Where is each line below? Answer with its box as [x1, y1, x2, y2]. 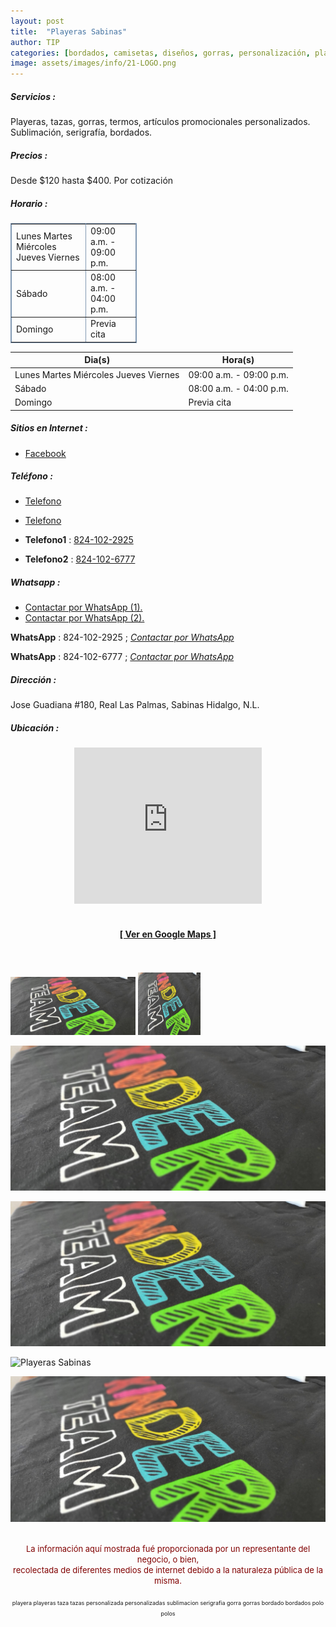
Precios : [10, 149, 48, 161]
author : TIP [10, 37, 60, 47]
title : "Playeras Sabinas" [10, 26, 128, 37]
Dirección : [10, 674, 57, 686]
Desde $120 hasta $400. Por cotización [10, 175, 174, 187]
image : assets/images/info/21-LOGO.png [10, 58, 177, 69]
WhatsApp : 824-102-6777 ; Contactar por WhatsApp [10, 651, 235, 663]
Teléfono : [10, 470, 53, 482]
